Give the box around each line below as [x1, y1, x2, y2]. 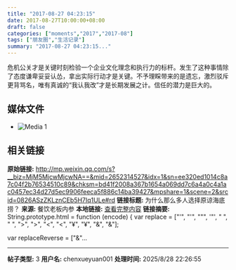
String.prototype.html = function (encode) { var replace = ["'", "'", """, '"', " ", [7, 212, 228, 221]
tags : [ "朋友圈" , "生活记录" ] [7, 37, 86, 44]
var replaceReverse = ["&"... [7, 233, 88, 242]
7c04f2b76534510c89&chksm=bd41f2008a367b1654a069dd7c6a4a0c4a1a [7, 180, 227, 188]
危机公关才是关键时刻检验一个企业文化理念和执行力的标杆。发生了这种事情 [7, 63, 223, 71]
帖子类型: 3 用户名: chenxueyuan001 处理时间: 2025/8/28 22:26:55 [7, 255, 202, 263]
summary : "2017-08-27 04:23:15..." [7, 43, 112, 50]
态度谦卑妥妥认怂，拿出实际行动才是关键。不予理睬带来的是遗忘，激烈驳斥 [13, 72, 229, 80]
